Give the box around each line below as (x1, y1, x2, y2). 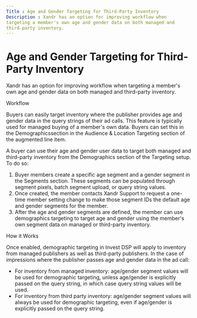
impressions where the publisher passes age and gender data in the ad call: (6, 256, 190, 263)
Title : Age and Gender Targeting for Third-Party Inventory (6, 8, 159, 15)
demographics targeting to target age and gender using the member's (14, 215, 185, 222)
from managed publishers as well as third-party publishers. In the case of (6, 250, 184, 257)
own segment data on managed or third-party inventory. (14, 221, 151, 228)
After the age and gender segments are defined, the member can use (14, 209, 183, 216)
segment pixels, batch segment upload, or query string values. (14, 184, 166, 191)
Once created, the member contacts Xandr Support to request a (14, 190, 169, 197)
